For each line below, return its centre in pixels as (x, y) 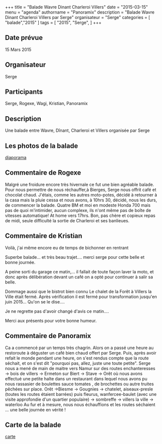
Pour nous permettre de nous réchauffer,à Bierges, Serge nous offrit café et (81, 190)
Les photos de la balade (42, 146)
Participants (24, 92)
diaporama (16, 158)
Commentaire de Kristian (44, 236)
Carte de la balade (33, 425)
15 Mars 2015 (18, 49)
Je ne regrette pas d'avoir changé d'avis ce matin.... (57, 311)
